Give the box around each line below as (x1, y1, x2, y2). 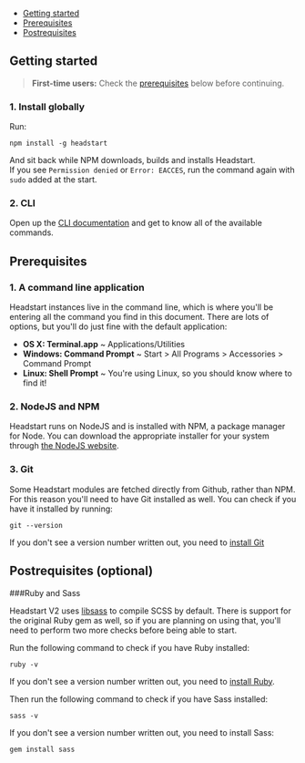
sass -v (9, 711, 39, 720)
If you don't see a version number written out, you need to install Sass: (9, 727, 275, 737)
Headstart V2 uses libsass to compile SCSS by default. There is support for (9, 605, 291, 616)
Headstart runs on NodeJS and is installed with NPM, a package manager (9, 421, 286, 432)
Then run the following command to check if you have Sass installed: (9, 693, 269, 705)
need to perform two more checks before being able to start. (9, 624, 238, 635)
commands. (9, 227, 55, 238)
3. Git (9, 463, 34, 476)
